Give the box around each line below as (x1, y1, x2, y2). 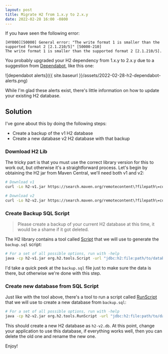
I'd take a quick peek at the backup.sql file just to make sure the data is (5, 265, 151, 271)
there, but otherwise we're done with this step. (5, 270, 101, 276)
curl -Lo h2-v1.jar (5, 184, 46, 189)
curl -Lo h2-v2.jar (5, 198, 46, 203)
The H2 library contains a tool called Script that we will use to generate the (5, 236, 159, 242)
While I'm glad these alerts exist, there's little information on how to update (5, 87, 159, 93)
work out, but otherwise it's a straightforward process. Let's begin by (5, 164, 147, 170)
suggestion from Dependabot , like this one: (5, 63, 94, 69)
